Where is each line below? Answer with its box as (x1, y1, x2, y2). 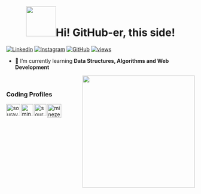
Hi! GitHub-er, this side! (56, 26, 175, 40)
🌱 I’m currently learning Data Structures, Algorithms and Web (14, 57, 169, 64)
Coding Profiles (6, 90, 53, 98)
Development (14, 63, 50, 71)
